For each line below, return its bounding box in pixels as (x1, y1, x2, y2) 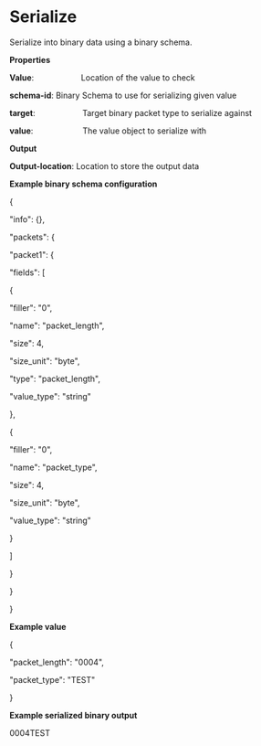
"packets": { (9, 231, 55, 242)
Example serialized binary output (9, 709, 138, 720)
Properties (9, 54, 51, 65)
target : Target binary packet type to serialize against (9, 107, 253, 118)
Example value (9, 621, 67, 632)
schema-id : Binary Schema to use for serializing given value (9, 90, 237, 101)
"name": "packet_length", (9, 320, 105, 331)
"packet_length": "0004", (9, 656, 105, 667)
